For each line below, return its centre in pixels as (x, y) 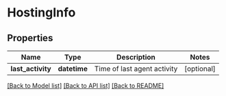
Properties (30, 38)
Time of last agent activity (136, 69)
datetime (73, 69)
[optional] (200, 69)
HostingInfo (41, 13)
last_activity (31, 69)
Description (136, 57)
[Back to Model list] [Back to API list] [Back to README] (86, 86)
